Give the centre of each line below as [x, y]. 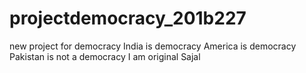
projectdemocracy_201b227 [128, 18]
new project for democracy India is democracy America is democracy [153, 46]
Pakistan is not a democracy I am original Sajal [105, 56]
